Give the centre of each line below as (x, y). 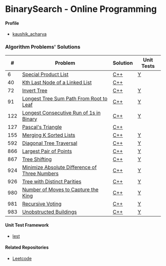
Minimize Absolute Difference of (60, 167)
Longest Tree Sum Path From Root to (65, 99)
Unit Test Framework (27, 225)
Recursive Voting (42, 204)
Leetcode (22, 259)
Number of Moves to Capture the (60, 189)
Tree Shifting (37, 159)
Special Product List (45, 74)
